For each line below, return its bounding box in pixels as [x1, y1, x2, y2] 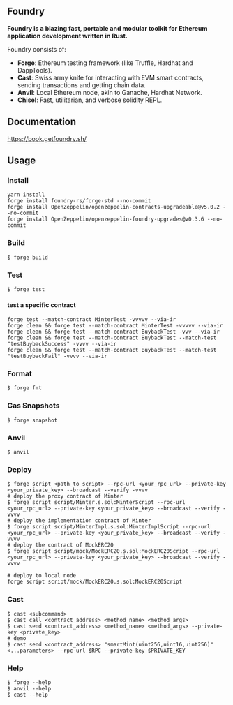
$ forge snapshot [7, 417, 58, 424]
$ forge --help [7, 678, 52, 686]
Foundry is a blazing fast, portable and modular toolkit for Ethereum [7, 24, 208, 32]
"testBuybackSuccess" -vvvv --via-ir [7, 341, 117, 348]
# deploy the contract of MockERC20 [7, 542, 114, 549]
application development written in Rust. [7, 31, 128, 40]
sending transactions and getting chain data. [17, 80, 146, 89]
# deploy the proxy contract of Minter [7, 493, 123, 500]
